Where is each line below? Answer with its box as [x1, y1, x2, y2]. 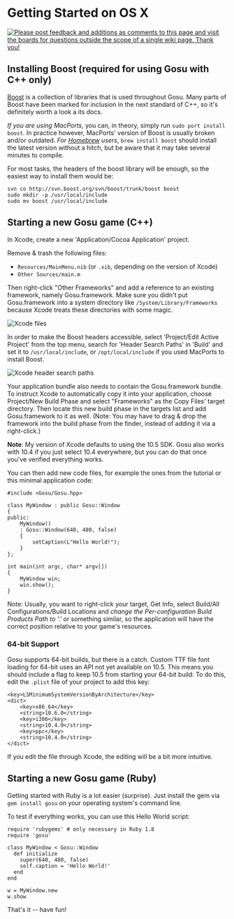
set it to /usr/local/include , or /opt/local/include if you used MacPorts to [7, 348, 225, 356]
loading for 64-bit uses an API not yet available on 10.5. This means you [7, 662, 214, 671]
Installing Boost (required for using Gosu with [7, 63, 210, 75]
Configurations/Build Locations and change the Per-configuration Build [7, 607, 212, 615]
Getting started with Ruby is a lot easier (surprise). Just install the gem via [7, 791, 220, 799]
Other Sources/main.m [17, 271, 80, 278]
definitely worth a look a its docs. [7, 107, 103, 116]
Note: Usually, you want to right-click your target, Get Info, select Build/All [7, 599, 220, 608]
